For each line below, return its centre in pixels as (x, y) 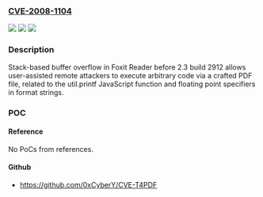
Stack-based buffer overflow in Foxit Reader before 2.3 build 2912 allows (127, 67)
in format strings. (36, 92)
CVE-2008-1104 (40, 11)
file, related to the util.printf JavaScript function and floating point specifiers (132, 84)
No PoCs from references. (51, 149)
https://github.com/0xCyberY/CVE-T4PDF (88, 184)
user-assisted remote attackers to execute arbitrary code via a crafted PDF (130, 75)
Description (31, 50)
